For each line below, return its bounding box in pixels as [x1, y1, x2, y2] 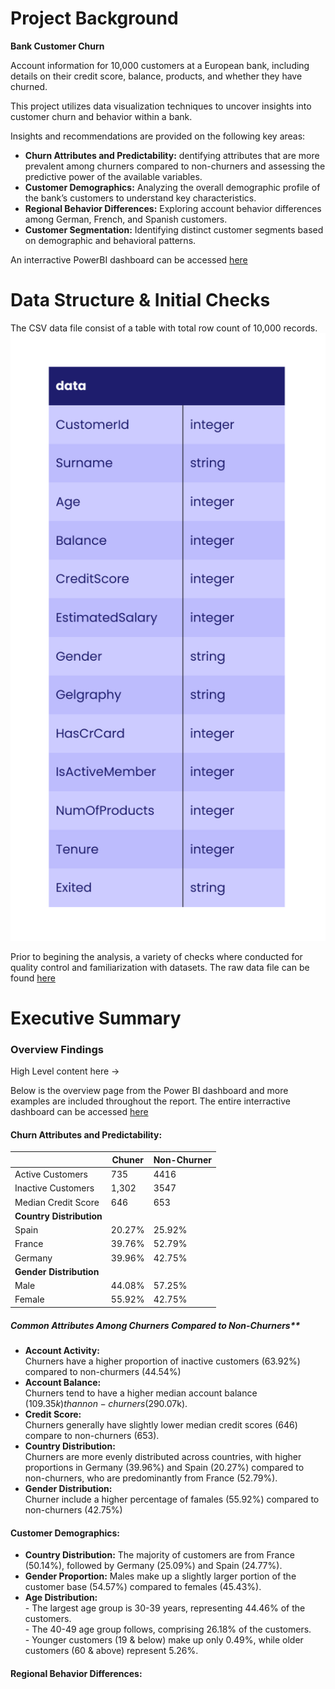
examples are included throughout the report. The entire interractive [10, 1095, 291, 1107]
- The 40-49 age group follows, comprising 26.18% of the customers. [24, 1623, 312, 1636]
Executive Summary [10, 1007, 182, 1029]
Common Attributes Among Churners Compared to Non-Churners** [10, 1319, 301, 1331]
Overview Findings [10, 1042, 104, 1056]
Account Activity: [24, 1344, 100, 1356]
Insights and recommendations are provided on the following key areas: [10, 130, 306, 142]
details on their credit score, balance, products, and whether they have [10, 70, 303, 82]
